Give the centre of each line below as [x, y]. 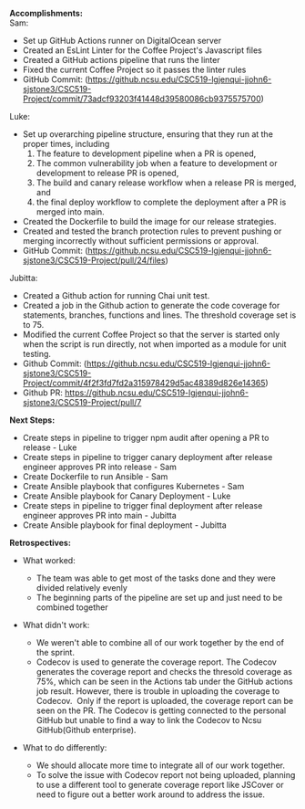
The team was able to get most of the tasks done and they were [156, 578]
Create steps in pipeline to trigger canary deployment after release [147, 457]
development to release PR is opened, [107, 173]
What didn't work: [56, 625]
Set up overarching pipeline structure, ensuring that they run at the [147, 134]
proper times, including [66, 144]
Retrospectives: [40, 543]
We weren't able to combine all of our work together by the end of [160, 642]
